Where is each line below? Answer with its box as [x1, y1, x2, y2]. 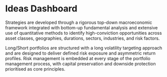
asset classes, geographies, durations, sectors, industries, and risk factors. [5, 35, 160, 41]
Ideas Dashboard [5, 3, 77, 14]
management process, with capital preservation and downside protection [5, 61, 156, 67]
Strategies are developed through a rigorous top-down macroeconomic [5, 19, 152, 25]
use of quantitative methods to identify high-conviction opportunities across [5, 30, 162, 36]
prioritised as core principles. [5, 66, 65, 72]
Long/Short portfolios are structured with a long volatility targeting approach [5, 45, 162, 51]
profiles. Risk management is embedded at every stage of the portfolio [5, 55, 151, 61]
